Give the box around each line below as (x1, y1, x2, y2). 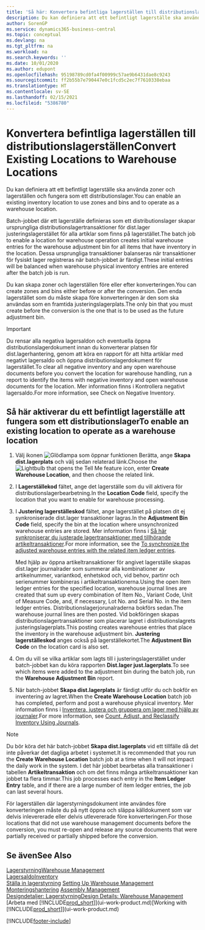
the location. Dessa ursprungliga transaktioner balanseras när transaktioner (6, 249, 196, 257)
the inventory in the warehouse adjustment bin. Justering (15, 630, 160, 638)
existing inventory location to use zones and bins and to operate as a (6, 198, 179, 206)
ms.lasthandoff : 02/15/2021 (6, 94, 78, 100)
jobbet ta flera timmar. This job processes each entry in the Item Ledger (6, 775, 186, 783)
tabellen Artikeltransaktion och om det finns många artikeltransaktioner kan (6, 768, 198, 776)
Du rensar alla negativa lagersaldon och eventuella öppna (6, 337, 151, 344)
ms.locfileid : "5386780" (6, 100, 70, 106)
